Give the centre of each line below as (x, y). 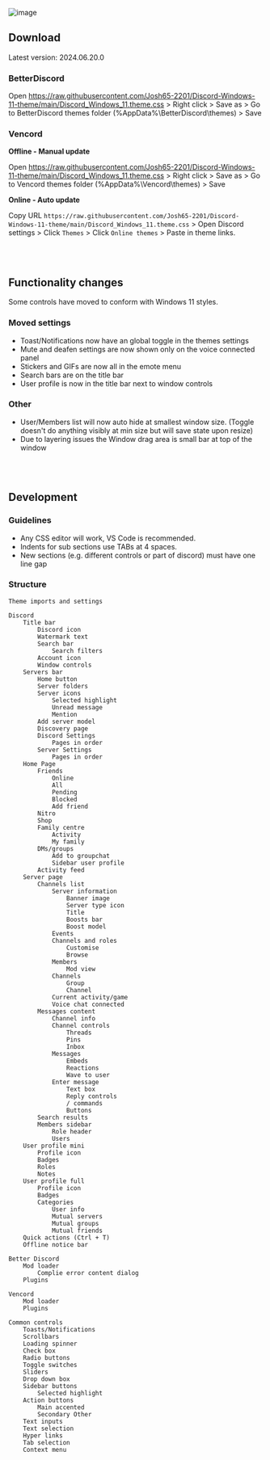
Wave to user (88, 1075)
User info (68, 1209)
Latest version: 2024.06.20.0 (57, 57)
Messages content (66, 1011)
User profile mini (54, 1146)
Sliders (36, 1372)
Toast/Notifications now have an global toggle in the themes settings (134, 340)
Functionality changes (66, 282)
